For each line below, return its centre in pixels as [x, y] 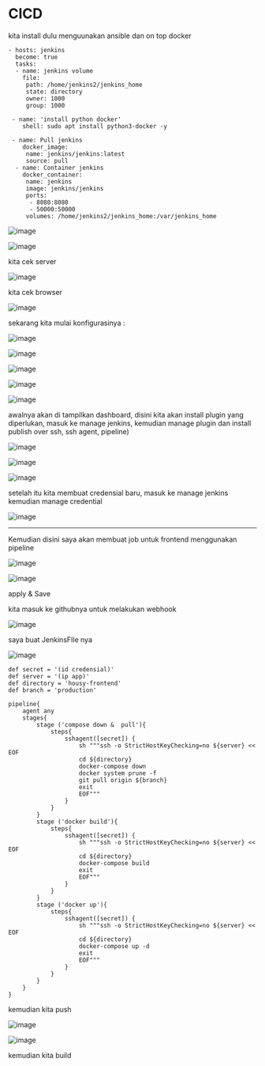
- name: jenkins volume [54, 71]
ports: [36, 195]
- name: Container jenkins [60, 168]
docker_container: [52, 175]
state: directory [54, 92]
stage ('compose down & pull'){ [91, 724]
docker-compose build [114, 863]
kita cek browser [35, 292]
